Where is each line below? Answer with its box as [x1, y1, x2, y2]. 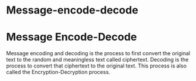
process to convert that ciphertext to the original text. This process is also [6, 62, 187, 69]
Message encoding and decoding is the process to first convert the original [6, 50, 191, 57]
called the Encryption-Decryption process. [6, 69, 110, 76]
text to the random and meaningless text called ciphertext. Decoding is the [6, 56, 189, 63]
